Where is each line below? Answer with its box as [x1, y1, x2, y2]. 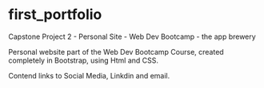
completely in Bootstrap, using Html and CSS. [8, 55, 158, 65]
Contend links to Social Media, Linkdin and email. [8, 71, 170, 80]
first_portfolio [8, 6, 102, 24]
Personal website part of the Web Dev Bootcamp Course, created [8, 47, 224, 56]
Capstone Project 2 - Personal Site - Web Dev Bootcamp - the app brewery [8, 32, 256, 41]
